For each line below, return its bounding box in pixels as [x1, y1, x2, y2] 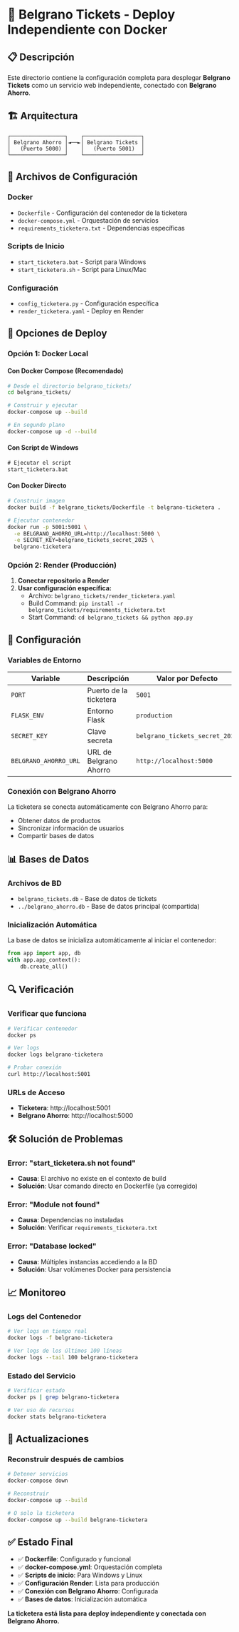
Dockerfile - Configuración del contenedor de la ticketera [17, 208, 188, 217]
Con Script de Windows [7, 443, 79, 452]
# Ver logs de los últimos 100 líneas [7, 1347, 122, 1354]
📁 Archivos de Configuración [7, 171, 138, 183]
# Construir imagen [7, 498, 65, 505]
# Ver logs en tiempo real [7, 1328, 87, 1335]
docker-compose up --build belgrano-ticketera [7, 1516, 148, 1523]
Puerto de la [87, 685, 128, 695]
